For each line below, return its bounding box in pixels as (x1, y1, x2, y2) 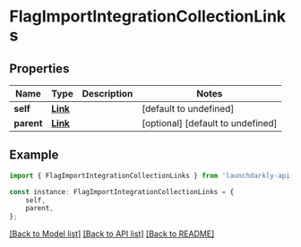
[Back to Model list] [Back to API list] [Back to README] (9, 228, 215, 239)
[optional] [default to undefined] (142, 117, 278, 129)
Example (9, 148, 59, 163)
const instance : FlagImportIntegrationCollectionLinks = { (9, 187, 235, 196)
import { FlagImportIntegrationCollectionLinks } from (9, 171, 219, 180)
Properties (9, 61, 70, 76)
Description (82, 88, 133, 99)
